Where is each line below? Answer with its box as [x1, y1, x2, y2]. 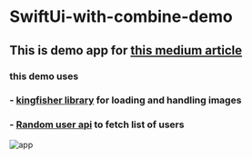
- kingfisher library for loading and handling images [9, 94, 242, 106]
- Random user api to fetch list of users [9, 118, 185, 131]
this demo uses [9, 70, 79, 83]
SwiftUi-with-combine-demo [9, 6, 234, 27]
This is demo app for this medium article [9, 43, 243, 58]
